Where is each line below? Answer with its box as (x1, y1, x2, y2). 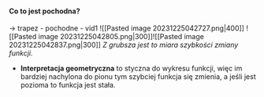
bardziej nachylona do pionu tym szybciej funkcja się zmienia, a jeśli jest (20, 72, 256, 81)
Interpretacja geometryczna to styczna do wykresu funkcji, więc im (20, 63, 243, 74)
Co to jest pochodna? (9, 6, 81, 16)
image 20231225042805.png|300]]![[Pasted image (38, 32, 204, 41)
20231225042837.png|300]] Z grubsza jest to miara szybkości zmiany (9, 40, 239, 50)
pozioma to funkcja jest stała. (20, 81, 116, 90)
